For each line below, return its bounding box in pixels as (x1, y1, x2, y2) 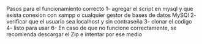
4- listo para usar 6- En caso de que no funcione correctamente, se (6, 24, 177, 31)
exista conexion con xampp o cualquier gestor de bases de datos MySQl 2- (6, 11, 196, 19)
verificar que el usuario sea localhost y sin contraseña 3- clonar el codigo (6, 18, 192, 25)
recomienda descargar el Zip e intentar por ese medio (6, 31, 143, 38)
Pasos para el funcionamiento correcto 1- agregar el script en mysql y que (6, 5, 193, 12)
